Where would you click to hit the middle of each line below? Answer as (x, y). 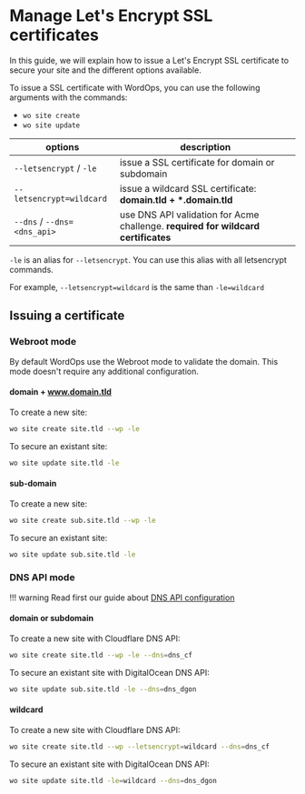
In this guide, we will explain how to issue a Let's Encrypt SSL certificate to (149, 60)
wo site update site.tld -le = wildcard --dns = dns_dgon (113, 780)
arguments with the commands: (69, 97)
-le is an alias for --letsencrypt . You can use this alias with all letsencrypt (148, 259)
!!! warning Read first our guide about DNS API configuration (122, 598)
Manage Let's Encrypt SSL (111, 16)
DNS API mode (42, 578)
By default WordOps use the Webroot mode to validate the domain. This (144, 361)
